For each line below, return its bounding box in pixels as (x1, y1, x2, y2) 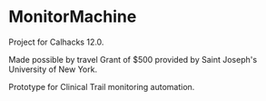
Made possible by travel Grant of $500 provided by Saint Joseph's (8, 54, 258, 65)
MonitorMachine (8, 6, 137, 27)
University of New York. (8, 64, 97, 75)
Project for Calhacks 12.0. (8, 36, 104, 47)
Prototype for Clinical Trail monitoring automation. (8, 81, 195, 92)
